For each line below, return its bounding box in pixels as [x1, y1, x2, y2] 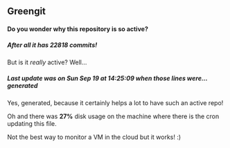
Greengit [7, 6, 46, 17]
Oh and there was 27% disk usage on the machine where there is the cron [7, 112, 220, 120]
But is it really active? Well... [7, 58, 87, 66]
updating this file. [7, 119, 57, 127]
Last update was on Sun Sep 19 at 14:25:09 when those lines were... [7, 74, 208, 82]
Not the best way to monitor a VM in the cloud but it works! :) [7, 133, 182, 141]
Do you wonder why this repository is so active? [7, 24, 149, 33]
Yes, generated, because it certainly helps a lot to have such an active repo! [7, 98, 224, 107]
